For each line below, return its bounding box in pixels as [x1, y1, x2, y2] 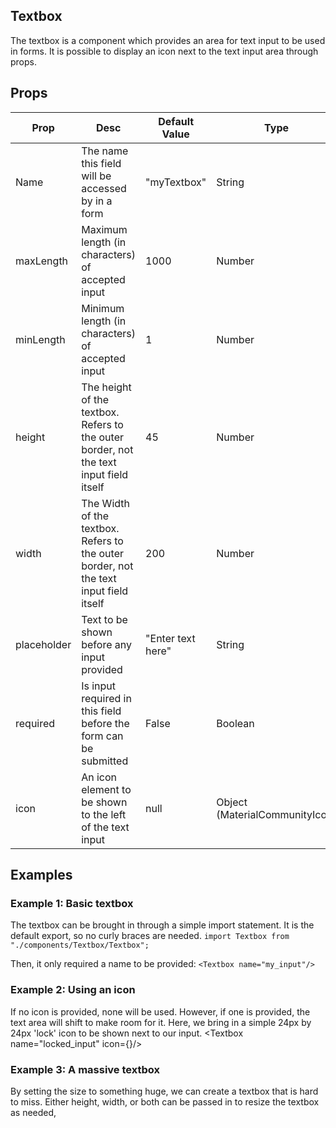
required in [81, 691, 132, 705]
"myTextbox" [145, 175, 207, 189]
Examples [10, 867, 73, 884]
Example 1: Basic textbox [10, 896, 134, 910]
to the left [81, 807, 127, 821]
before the [81, 716, 130, 730]
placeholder [15, 637, 72, 651]
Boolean [216, 716, 255, 730]
